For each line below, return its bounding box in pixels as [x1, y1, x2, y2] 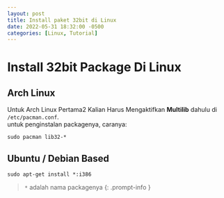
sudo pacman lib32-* [7, 133, 67, 141]
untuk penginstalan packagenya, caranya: [7, 120, 127, 129]
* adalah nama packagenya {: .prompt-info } [24, 183, 151, 192]
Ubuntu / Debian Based [7, 152, 110, 164]
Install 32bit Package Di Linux [7, 60, 182, 75]
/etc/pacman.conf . [7, 113, 59, 122]
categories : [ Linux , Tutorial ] [7, 29, 98, 37]
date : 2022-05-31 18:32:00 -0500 [7, 23, 104, 30]
